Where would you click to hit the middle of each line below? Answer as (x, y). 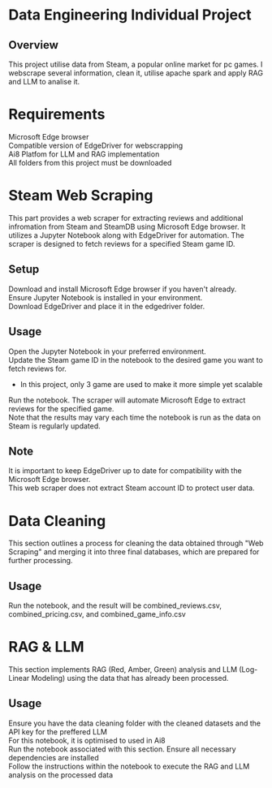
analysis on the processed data (61, 775)
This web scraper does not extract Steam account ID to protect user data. (132, 488)
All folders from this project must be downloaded (90, 162)
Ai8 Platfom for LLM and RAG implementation (84, 154)
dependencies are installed (54, 757)
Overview (34, 45)
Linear (19, 678)
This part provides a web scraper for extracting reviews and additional (126, 217)
